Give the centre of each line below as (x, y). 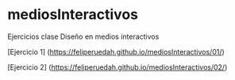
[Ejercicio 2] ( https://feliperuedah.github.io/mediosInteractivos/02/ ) (118, 67)
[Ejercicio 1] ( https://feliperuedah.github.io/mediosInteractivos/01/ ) (116, 51)
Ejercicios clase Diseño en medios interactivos (83, 36)
